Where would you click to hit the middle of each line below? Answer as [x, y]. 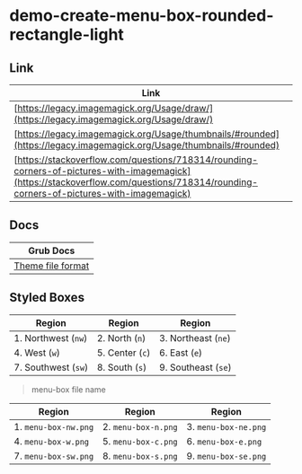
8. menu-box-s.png [140, 456]
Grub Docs [52, 250]
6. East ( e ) [181, 353]
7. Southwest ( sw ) [51, 367]
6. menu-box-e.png [224, 441]
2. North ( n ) [121, 338]
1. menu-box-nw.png [54, 426]
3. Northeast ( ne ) [195, 338]
